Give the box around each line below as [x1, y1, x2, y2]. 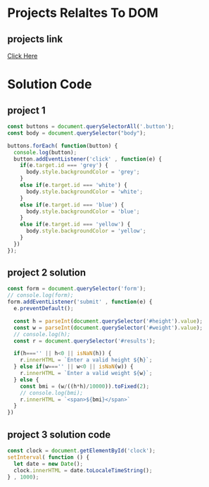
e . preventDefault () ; [13, 305, 74, 312]
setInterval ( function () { [7, 453, 90, 461]
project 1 [7, 104, 46, 116]
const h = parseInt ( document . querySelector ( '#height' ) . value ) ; [13, 317, 203, 325]
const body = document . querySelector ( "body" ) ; [7, 129, 146, 137]
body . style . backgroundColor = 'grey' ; [25, 168, 140, 175]
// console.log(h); [13, 331, 71, 338]
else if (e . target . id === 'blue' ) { [20, 201, 125, 209]
